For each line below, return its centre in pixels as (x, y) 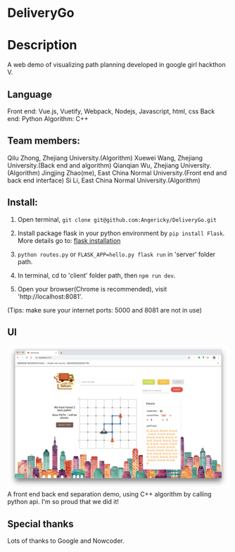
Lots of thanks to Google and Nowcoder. (66, 541)
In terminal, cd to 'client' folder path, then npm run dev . (96, 275)
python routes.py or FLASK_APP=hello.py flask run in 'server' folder (116, 254)
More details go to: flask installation (69, 240)
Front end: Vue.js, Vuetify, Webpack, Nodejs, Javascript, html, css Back (111, 111)
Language (30, 94)
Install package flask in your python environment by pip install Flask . (121, 233)
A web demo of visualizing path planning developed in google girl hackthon (117, 65)
